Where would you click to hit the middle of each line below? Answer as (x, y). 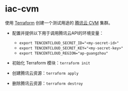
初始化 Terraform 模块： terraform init (51, 63)
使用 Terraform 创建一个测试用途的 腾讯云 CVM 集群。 (59, 23)
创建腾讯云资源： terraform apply (45, 73)
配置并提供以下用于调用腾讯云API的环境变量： (58, 33)
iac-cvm (22, 9)
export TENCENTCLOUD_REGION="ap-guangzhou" (64, 53)
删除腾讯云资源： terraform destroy (47, 83)
